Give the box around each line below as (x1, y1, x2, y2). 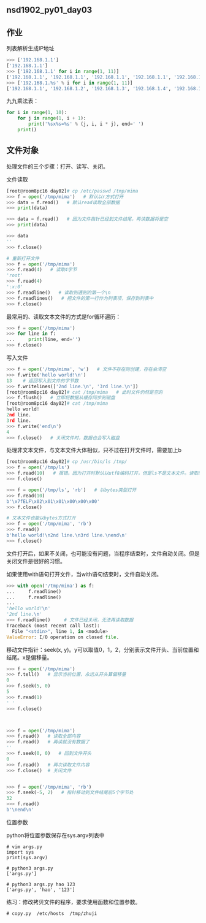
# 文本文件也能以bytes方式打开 (6, 515, 76, 521)
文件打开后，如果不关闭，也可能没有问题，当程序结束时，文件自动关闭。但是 (6, 550, 200, 557)
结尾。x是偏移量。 (6, 653, 53, 661)
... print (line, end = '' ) (6, 337, 81, 343)
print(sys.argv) (6, 854, 48, 860)
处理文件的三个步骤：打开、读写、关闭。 (6, 163, 109, 170)
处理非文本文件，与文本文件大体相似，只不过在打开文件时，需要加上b (6, 446, 182, 454)
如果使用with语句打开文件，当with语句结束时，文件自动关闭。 (6, 570, 162, 578)
